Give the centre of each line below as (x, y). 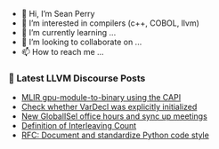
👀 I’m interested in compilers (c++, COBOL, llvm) (110, 23)
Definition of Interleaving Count (79, 126)
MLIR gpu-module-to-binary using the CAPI (101, 98)
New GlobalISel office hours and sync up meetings (114, 116)
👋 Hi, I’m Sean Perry (58, 14)
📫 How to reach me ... (62, 52)
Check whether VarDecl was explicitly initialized (109, 107)
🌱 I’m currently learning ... (69, 32)
